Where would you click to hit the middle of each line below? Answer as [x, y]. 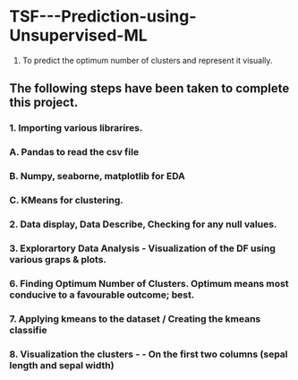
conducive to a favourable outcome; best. [102, 295]
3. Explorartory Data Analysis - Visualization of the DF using [142, 248]
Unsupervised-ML [78, 35]
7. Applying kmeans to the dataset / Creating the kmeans [135, 318]
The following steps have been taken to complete [149, 88]
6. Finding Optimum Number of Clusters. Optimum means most [149, 283]
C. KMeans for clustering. [66, 201]
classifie [28, 330]
